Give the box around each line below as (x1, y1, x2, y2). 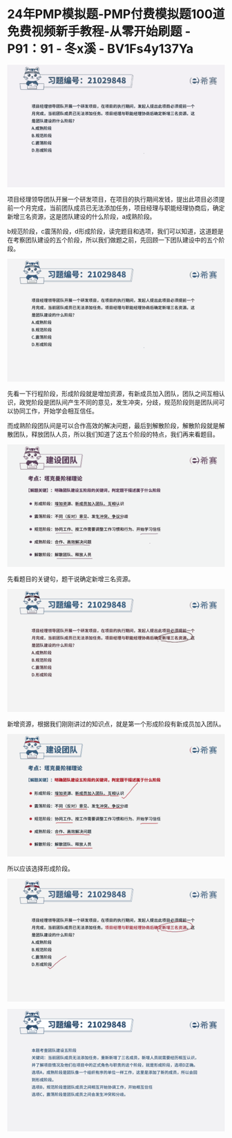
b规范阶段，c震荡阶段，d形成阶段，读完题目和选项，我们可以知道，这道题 (7, 227, 218, 235)
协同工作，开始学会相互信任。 (12, 407, 98, 415)
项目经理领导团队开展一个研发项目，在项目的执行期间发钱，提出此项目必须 (7, 195, 219, 204)
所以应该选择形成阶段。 (7, 864, 74, 873)
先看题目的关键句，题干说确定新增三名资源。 (7, 575, 135, 583)
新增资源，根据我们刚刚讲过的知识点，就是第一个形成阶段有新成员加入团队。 (7, 720, 225, 728)
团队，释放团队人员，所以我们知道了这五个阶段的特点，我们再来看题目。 (12, 430, 219, 438)
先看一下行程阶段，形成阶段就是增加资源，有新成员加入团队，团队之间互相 (7, 389, 219, 398)
